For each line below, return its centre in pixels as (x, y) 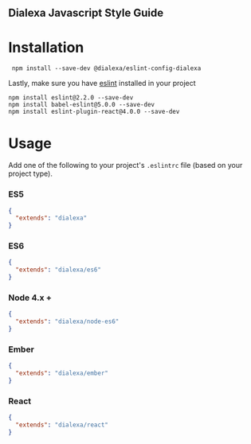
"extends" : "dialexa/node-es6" (67, 321)
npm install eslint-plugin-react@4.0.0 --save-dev (94, 112)
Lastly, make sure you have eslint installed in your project (102, 84)
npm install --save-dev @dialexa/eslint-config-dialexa (106, 68)
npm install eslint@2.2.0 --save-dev (71, 98)
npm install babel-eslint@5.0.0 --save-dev (82, 105)
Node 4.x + (30, 298)
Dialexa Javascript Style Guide (86, 13)
